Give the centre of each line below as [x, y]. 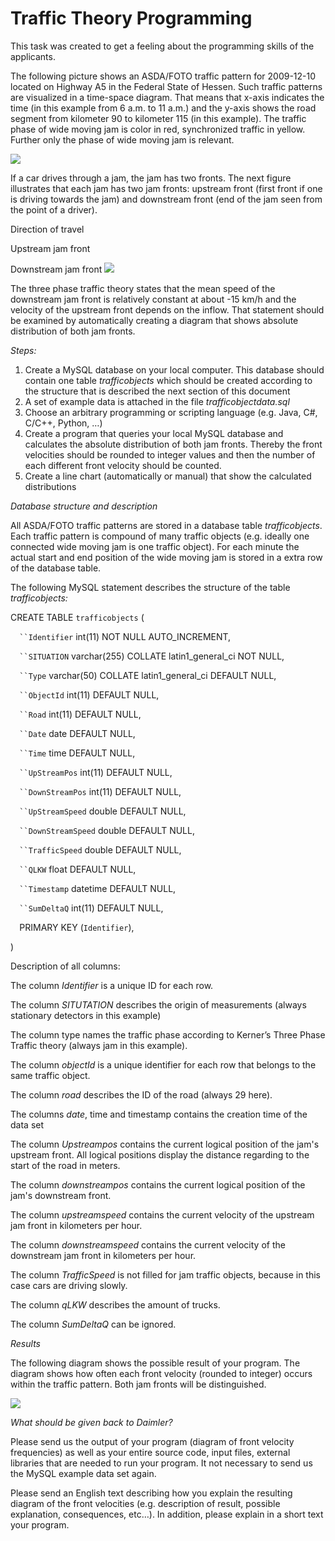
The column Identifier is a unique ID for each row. [112, 985]
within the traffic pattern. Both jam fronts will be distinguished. [138, 1384]
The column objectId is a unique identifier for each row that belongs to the [163, 1064]
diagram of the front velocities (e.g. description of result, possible [145, 1503]
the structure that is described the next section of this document [157, 391]
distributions [50, 486]
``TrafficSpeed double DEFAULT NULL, [100, 849]
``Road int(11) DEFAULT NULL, [80, 714]
